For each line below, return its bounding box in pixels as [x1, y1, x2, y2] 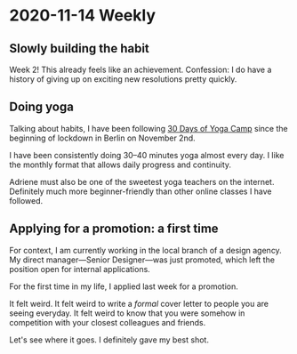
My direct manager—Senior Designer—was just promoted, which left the [9, 254, 276, 265]
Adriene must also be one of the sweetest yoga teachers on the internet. [9, 176, 275, 187]
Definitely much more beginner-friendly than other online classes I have [9, 186, 273, 197]
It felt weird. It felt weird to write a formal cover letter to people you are [9, 298, 269, 309]
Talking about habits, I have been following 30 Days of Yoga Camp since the [9, 123, 288, 133]
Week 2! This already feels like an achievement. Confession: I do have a [9, 64, 272, 75]
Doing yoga [9, 100, 74, 115]
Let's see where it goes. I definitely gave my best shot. [9, 334, 209, 345]
